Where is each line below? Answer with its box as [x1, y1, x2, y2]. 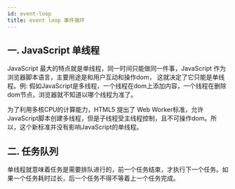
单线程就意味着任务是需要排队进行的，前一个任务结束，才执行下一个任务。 [7, 165, 222, 174]
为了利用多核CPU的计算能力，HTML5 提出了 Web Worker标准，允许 [7, 106, 204, 114]
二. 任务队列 [7, 145, 59, 157]
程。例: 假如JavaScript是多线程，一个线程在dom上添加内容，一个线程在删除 [7, 82, 227, 90]
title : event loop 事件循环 [7, 17, 86, 24]
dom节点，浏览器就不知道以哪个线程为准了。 [7, 90, 137, 99]
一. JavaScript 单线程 [7, 44, 100, 56]
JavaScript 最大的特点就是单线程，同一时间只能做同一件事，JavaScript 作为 [7, 64, 227, 73]
